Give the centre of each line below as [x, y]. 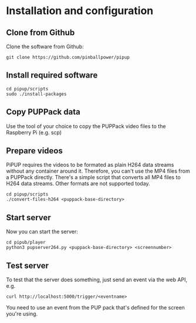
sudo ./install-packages [36, 94]
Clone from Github [40, 33]
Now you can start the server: [42, 232]
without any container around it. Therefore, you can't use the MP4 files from [98, 171]
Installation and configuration [80, 11]
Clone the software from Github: [45, 46]
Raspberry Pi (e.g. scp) [34, 132]
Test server [27, 265]
